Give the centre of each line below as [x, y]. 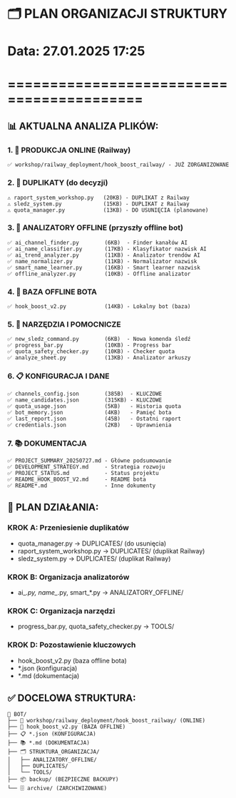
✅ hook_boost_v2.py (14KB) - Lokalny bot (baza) [99, 307]
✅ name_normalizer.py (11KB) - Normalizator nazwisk [102, 261]
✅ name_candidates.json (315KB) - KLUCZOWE [85, 400]
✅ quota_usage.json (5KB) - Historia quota [94, 406]
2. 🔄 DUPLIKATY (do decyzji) [58, 183]
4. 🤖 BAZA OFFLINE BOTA [52, 292]
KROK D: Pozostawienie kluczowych [72, 645]
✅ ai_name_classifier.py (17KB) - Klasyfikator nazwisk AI [107, 249]
